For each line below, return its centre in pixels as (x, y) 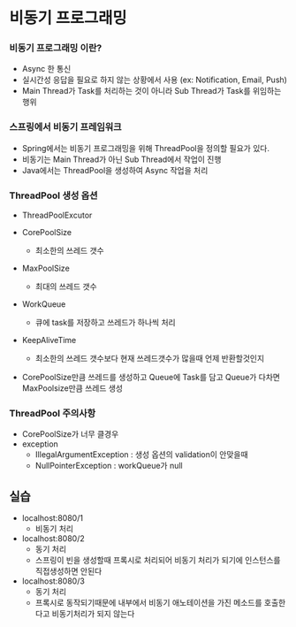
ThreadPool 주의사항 (53, 413)
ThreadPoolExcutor (57, 215)
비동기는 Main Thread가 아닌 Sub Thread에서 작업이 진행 (121, 159)
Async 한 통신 (46, 69)
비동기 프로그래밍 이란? (56, 48)
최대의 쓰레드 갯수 (66, 287)
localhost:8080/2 (53, 539)
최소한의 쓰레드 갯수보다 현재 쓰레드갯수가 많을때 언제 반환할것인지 (150, 358)
